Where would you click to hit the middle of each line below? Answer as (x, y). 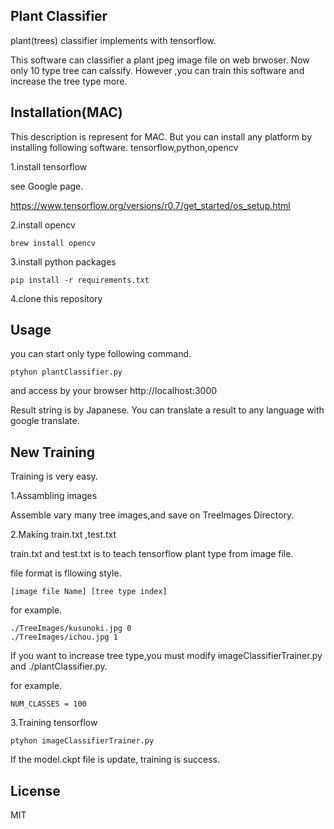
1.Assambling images (54, 496)
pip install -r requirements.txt (80, 280)
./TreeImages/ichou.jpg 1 (64, 637)
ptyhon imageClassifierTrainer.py (82, 741)
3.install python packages (63, 261)
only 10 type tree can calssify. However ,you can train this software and (157, 70)
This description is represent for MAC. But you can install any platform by (161, 136)
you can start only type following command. (101, 354)
